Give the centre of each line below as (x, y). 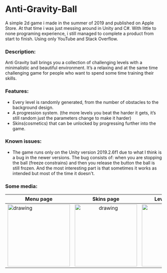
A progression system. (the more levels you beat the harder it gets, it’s (84, 112)
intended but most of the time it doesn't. (53, 173)
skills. (11, 79)
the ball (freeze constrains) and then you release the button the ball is (83, 163)
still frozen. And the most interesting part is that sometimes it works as (84, 168)
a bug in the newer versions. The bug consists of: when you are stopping (87, 157)
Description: (20, 52)
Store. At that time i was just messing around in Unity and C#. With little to (81, 28)
